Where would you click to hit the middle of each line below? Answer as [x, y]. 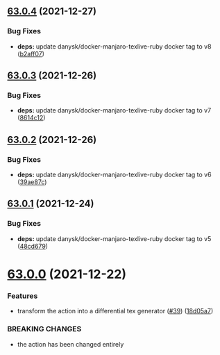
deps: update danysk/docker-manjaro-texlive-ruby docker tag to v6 [114, 175]
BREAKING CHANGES [44, 329]
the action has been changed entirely [70, 344]
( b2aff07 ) [31, 53]
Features [23, 296]
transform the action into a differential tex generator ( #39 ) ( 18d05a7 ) [115, 311]
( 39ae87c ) [32, 182]
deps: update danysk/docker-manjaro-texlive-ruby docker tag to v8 [114, 46]
